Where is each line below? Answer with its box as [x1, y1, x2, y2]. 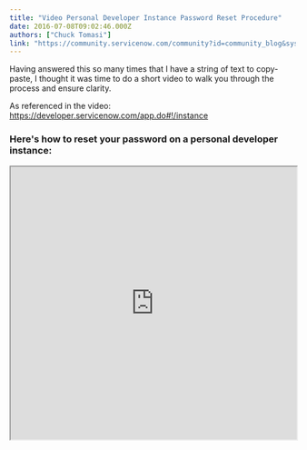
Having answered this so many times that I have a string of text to [9, 64, 254, 75]
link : [9, 38, 30, 48]
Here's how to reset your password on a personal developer [9, 133, 279, 145]
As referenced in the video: [9, 101, 112, 112]
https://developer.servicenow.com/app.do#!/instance [9, 110, 209, 121]
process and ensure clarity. [9, 83, 112, 94]
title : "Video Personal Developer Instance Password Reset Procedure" [9, 13, 282, 23]
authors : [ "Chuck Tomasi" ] [9, 30, 112, 39]
